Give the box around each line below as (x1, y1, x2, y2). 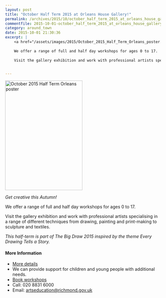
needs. (12, 271, 27, 277)
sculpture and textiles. (5, 224, 50, 230)
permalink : (5, 16, 28, 21)
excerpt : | (5, 35, 28, 40)
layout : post (5, 7, 32, 12)
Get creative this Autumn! (5, 194, 57, 200)
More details (12, 261, 38, 267)
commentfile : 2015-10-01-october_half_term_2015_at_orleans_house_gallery (5, 21, 163, 26)
